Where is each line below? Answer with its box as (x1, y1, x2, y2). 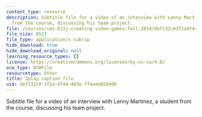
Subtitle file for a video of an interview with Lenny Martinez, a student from (6, 98, 192, 105)
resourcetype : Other (6, 70, 58, 76)
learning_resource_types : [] (6, 53, 79, 59)
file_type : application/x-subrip (6, 37, 90, 43)
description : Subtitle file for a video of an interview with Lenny (6, 14, 182, 20)
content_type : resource (6, 8, 66, 15)
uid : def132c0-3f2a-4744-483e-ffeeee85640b (6, 82, 117, 88)
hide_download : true (6, 43, 58, 49)
